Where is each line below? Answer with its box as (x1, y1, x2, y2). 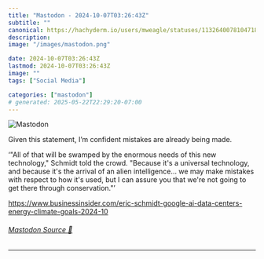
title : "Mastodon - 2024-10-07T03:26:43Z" (8, 11, 149, 20)
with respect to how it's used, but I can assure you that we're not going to (8, 175, 247, 184)
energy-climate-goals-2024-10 (8, 207, 108, 217)
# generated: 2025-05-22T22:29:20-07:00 (8, 98, 143, 106)
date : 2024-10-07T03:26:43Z (8, 55, 101, 63)
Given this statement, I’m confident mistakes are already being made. (8, 135, 233, 144)
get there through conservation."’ (8, 184, 115, 193)
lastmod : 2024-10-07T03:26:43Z (8, 62, 111, 71)
